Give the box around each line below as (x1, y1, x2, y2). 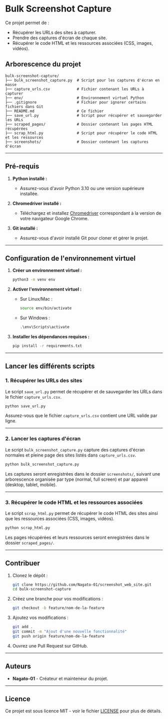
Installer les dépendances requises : (12, 334, 90, 339)
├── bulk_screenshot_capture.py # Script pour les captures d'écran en (5, 77, 160, 83)
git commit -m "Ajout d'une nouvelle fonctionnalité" (12, 629, 127, 634)
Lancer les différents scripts (5, 362, 95, 371)
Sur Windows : (19, 315, 50, 321)
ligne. (5, 418, 16, 424)
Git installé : (12, 225, 38, 231)
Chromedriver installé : (12, 200, 61, 206)
